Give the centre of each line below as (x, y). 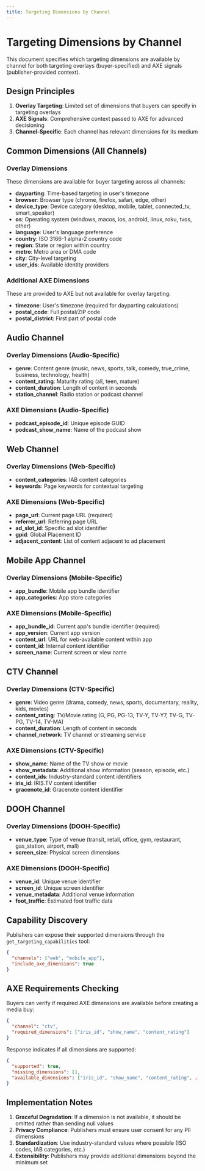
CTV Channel (32, 671)
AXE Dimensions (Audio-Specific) (58, 410)
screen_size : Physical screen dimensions (67, 852)
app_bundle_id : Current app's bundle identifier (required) (88, 626)
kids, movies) (32, 709)
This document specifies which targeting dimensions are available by (93, 59)
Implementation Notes (50, 1102)
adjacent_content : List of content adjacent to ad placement (90, 541)
